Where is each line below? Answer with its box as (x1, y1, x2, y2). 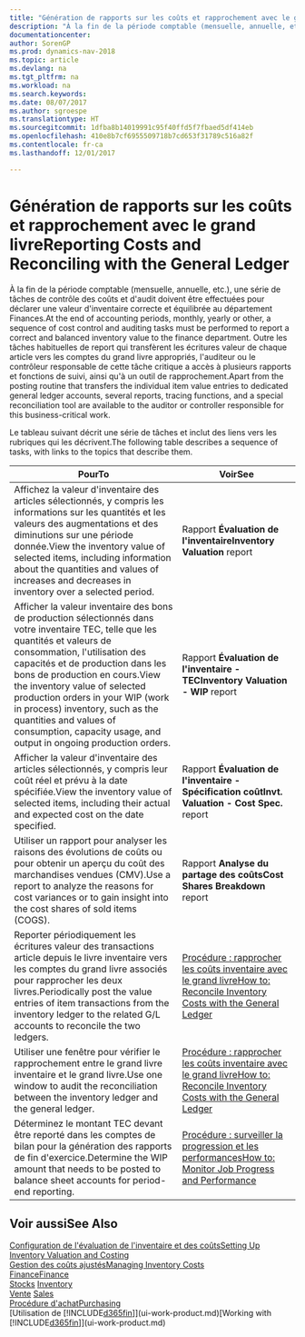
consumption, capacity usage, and (14, 724, 162, 737)
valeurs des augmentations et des (14, 517, 159, 530)
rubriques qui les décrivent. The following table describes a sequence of (9, 436, 279, 447)
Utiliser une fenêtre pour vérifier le (14, 1045, 161, 1058)
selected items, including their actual (14, 796, 171, 809)
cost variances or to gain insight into (14, 891, 170, 903)
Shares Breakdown (182, 879, 266, 892)
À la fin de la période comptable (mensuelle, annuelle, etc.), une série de (9, 284, 281, 294)
